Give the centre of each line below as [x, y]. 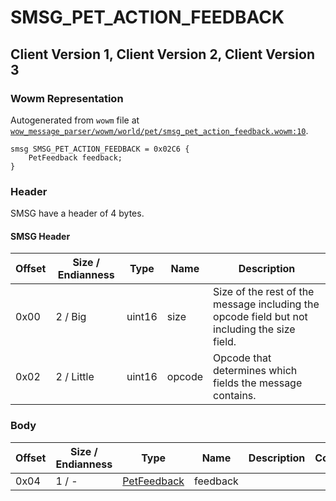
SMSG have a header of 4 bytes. [77, 213]
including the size [254, 329]
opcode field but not [260, 317]
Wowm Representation [67, 98]
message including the [266, 304]
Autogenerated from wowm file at [75, 120]
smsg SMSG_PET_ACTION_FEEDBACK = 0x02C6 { [100, 149]
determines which [255, 371]
